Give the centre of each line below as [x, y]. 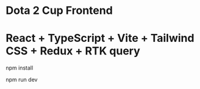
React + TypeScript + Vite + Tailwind [100, 38]
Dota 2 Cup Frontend [59, 11]
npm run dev [22, 80]
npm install [20, 68]
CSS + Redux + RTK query [73, 51]
